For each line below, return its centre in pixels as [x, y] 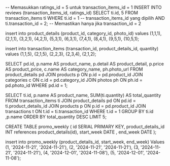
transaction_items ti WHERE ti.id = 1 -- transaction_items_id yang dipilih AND [85, 18]
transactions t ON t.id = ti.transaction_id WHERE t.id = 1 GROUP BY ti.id [79, 111]
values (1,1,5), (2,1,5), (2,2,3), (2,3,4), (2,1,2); [51, 54]
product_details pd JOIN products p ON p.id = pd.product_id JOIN [74, 75]
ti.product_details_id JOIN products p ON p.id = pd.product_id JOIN [76, 106]
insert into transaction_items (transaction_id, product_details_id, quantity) [82, 48]
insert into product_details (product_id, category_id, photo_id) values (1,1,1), [83, 33]
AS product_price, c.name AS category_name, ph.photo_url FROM [74, 69]
